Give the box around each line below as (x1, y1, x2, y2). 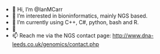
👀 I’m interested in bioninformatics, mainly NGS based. (11, 12, 148, 19)
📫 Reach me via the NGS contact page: (11, 32, 112, 39)
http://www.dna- (112, 32, 154, 39)
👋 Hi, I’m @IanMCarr (11, 6, 63, 13)
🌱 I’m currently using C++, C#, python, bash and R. (11, 19, 139, 25)
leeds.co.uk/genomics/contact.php (11, 41, 100, 48)
